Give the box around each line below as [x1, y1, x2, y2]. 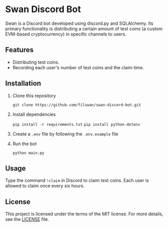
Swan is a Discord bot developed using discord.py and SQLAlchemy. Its [5, 20, 153, 26]
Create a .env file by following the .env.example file [12, 130, 118, 137]
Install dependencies [12, 111, 56, 117]
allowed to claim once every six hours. [5, 183, 85, 189]
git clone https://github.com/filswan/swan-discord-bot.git [12, 102, 141, 107]
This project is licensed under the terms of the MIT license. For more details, [5, 211, 163, 217]
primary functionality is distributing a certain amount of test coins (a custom [5, 25, 162, 31]
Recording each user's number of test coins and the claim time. [12, 64, 144, 70]
